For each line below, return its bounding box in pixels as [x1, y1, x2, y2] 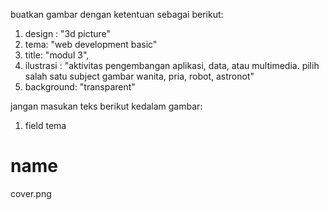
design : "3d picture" [24, 28, 112, 39]
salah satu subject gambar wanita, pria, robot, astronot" [24, 70, 255, 82]
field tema [24, 120, 67, 131]
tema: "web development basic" [24, 39, 158, 50]
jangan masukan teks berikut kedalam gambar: [10, 100, 203, 112]
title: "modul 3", [24, 49, 90, 61]
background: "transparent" [24, 81, 136, 93]
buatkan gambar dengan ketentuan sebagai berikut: [10, 9, 224, 20]
